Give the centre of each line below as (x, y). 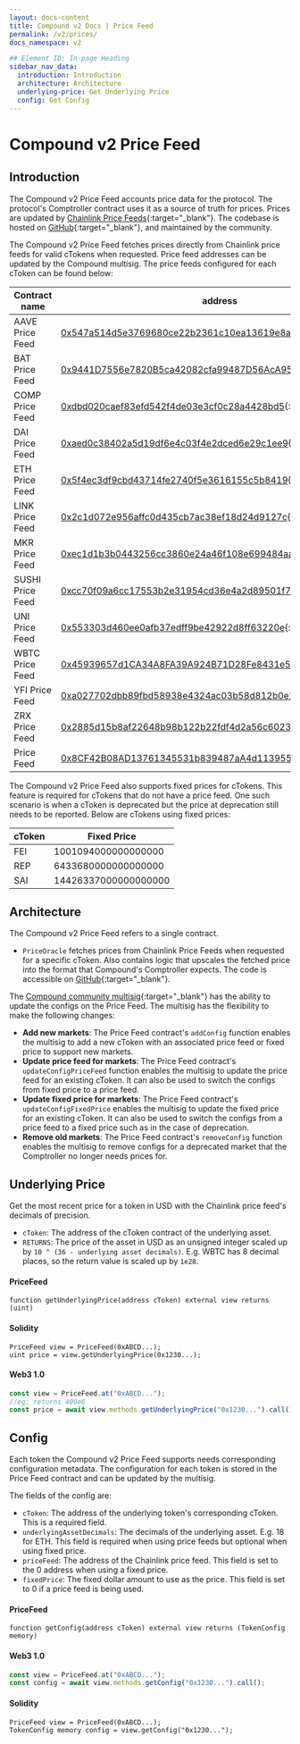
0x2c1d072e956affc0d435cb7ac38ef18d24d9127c (175, 516)
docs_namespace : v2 (46, 42)
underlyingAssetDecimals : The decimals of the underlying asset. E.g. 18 (153, 1532)
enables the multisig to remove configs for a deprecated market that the (154, 1147)
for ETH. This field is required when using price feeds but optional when (154, 1541)
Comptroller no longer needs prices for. (95, 1156)
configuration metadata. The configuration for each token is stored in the (143, 1469)
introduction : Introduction (70, 75)
